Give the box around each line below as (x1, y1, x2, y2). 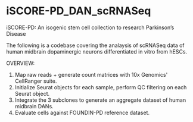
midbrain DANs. (14, 102, 54, 110)
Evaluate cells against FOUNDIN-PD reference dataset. (14, 109, 150, 116)
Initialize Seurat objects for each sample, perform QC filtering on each (14, 83, 187, 90)
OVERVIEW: (6, 60, 35, 67)
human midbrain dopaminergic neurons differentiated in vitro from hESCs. (6, 48, 188, 55)
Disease (6, 30, 26, 37)
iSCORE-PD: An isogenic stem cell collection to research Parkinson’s (6, 24, 175, 31)
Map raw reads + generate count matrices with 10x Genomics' (14, 71, 168, 78)
